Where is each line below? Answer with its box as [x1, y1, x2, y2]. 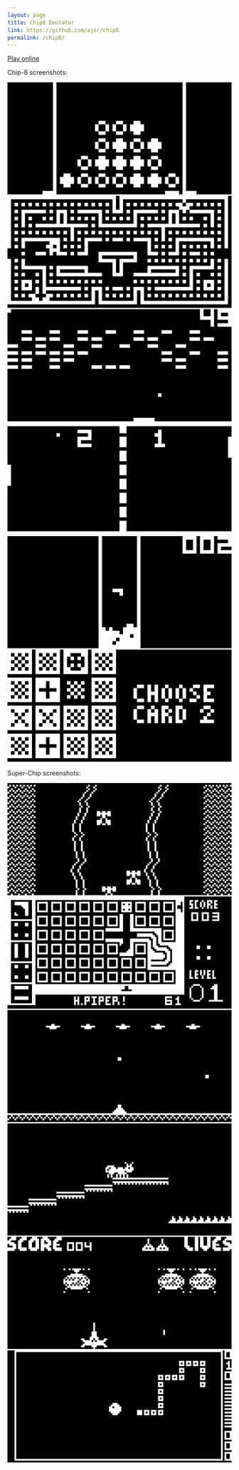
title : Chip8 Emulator [7, 19, 75, 26]
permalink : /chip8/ [7, 34, 65, 41]
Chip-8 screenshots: [7, 68, 68, 77]
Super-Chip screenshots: [7, 769, 81, 777]
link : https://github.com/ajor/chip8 [7, 26, 119, 33]
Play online [7, 54, 40, 63]
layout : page [7, 11, 46, 19]
